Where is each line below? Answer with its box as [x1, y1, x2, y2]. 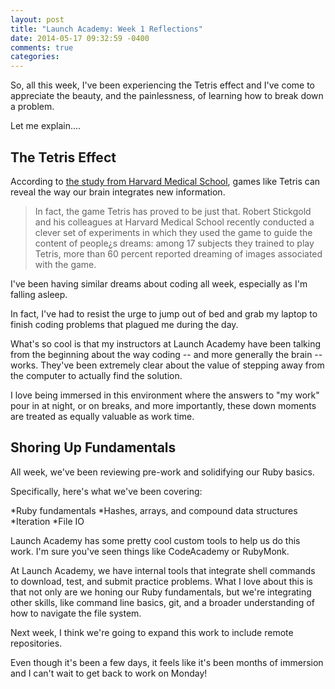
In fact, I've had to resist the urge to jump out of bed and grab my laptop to [10, 307, 318, 320]
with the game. [34, 258, 97, 270]
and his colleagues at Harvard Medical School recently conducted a [34, 216, 315, 228]
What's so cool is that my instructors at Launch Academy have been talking [10, 337, 322, 350]
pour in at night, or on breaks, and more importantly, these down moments [10, 399, 317, 411]
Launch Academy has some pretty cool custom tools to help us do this [10, 534, 301, 546]
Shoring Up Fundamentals [10, 439, 177, 456]
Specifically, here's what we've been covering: [10, 485, 203, 497]
